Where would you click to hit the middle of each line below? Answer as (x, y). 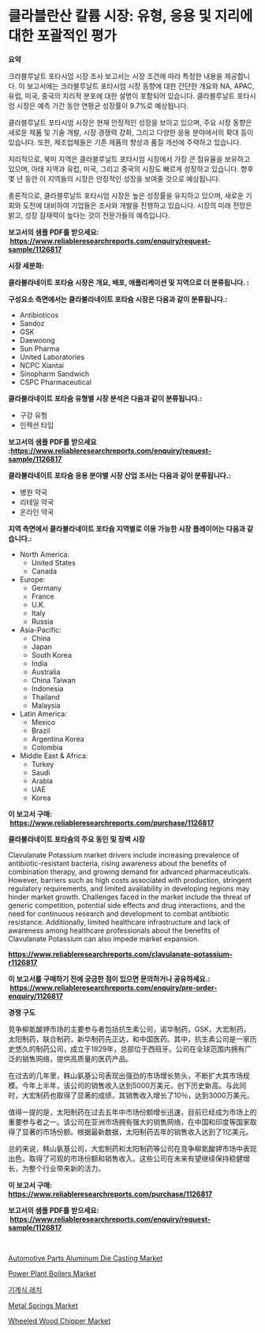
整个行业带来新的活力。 (67, 1168)
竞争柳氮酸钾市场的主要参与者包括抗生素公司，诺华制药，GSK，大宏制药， (129, 1029)
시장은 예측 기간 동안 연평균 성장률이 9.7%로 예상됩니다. (103, 105)
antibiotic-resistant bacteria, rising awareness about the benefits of (118, 863)
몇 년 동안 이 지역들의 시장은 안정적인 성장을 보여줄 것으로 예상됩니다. (114, 178)
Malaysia (46, 705)
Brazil (41, 730)
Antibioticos (39, 315)
